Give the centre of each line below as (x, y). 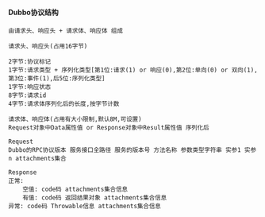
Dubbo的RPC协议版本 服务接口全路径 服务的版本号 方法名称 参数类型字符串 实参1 (125, 150)
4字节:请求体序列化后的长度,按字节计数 (64, 104)
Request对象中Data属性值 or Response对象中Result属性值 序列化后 (109, 128)
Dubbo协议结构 (34, 12)
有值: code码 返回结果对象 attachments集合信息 (95, 198)
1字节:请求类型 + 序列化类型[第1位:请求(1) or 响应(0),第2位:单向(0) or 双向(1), (133, 70)
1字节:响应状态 (30, 87)
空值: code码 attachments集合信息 (75, 190)
